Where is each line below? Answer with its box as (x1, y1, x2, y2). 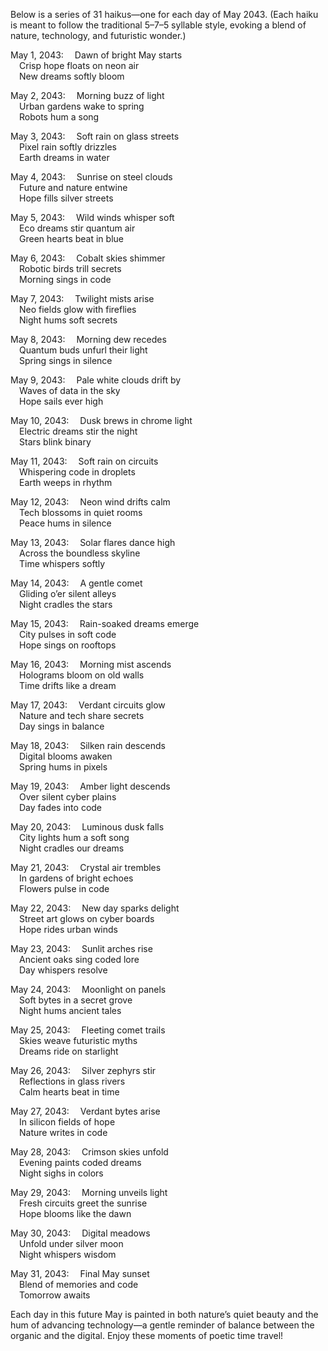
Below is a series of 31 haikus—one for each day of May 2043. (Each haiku (10, 9, 319, 20)
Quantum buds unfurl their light (19, 344, 148, 356)
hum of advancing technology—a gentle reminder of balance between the (10, 1319, 315, 1331)
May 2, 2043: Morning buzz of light (10, 90, 165, 101)
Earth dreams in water (19, 152, 110, 163)
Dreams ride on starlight (19, 1045, 119, 1057)
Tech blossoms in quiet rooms (19, 507, 143, 518)
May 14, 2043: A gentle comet (10, 577, 143, 589)
